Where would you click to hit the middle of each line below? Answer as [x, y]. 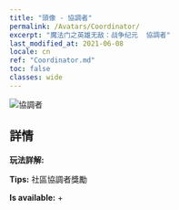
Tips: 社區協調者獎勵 [49, 179]
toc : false [30, 69]
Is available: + [36, 197]
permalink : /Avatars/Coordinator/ [75, 26]
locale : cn [30, 52]
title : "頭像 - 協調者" [51, 18]
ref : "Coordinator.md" [52, 60]
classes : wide [36, 78]
